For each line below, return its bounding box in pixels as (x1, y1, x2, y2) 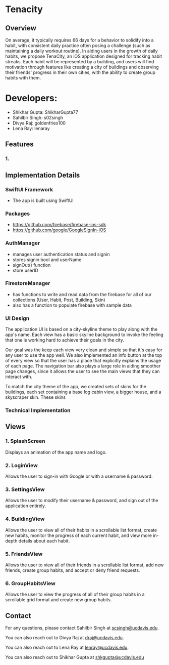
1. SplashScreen (5, 438, 45, 445)
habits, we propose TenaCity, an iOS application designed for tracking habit (5, 53, 162, 59)
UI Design (5, 315, 30, 322)
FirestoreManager (5, 280, 50, 287)
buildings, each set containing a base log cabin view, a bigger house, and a (5, 389, 161, 395)
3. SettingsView (5, 486, 45, 493)
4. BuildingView (5, 515, 45, 522)
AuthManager (5, 239, 40, 246)
